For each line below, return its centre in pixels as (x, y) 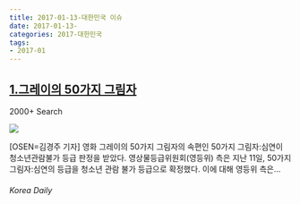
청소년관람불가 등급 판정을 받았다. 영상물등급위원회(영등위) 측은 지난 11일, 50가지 (150, 157)
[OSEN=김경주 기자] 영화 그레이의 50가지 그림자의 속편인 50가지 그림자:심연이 (146, 146)
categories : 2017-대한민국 (56, 34)
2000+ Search (36, 111)
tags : (19, 42)
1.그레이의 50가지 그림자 (73, 89)
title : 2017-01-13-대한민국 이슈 (66, 17)
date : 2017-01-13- (43, 26)
